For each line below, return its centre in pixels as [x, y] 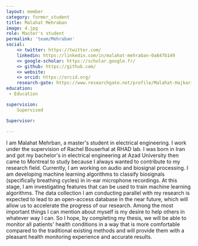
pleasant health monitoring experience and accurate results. [79, 237]
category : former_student [38, 17]
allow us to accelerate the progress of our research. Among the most [90, 206]
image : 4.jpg [22, 28]
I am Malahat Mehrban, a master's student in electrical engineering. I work [96, 143]
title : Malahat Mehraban [37, 22]
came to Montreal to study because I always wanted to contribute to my [93, 162]
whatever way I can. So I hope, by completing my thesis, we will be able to [96, 218]
